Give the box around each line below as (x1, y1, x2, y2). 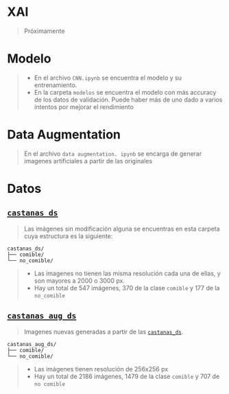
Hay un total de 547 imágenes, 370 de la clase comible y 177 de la (34, 283, 220, 292)
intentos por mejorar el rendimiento (34, 102, 134, 111)
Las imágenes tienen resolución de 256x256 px (34, 364, 169, 373)
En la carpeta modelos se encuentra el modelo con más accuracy (34, 88, 217, 96)
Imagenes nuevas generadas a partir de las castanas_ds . (23, 327, 184, 336)
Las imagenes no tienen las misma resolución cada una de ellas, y (34, 269, 221, 277)
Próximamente (23, 27, 65, 35)
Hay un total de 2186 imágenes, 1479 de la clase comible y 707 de (34, 372, 220, 380)
